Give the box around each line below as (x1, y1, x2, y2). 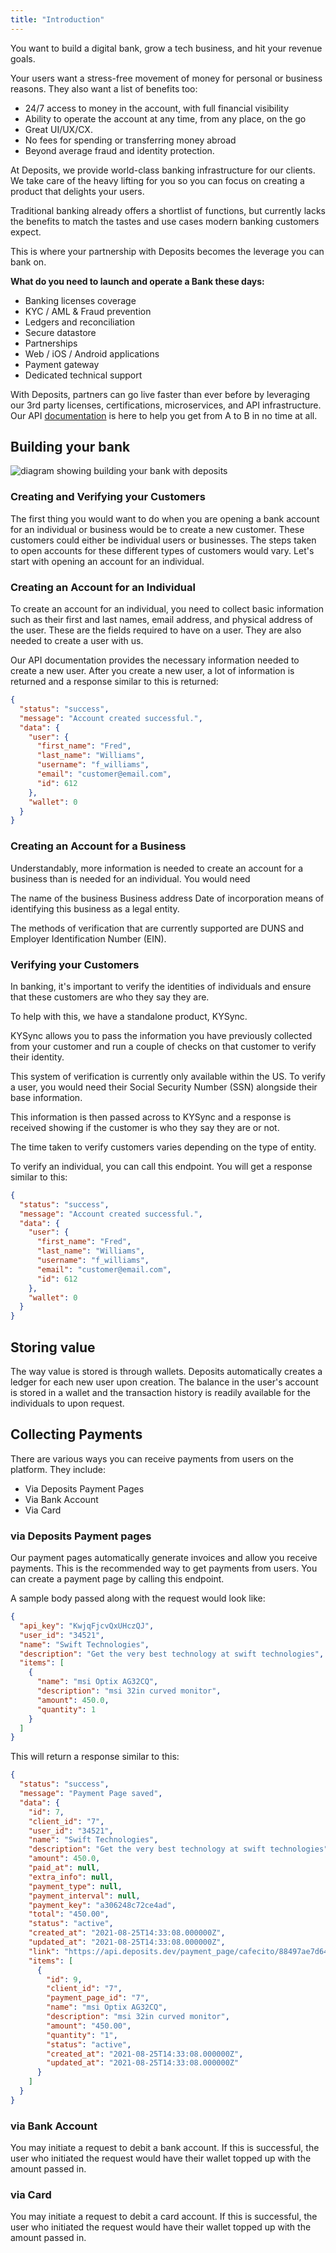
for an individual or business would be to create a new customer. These (10, 523, 305, 535)
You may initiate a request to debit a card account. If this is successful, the (10, 2211, 318, 2223)
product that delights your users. (10, 185, 145, 197)
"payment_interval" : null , (28, 1891, 141, 1901)
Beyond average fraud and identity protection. (24, 144, 215, 156)
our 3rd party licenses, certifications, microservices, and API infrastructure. (10, 399, 322, 411)
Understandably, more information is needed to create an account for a (10, 862, 304, 874)
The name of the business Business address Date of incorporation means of (10, 892, 325, 904)
